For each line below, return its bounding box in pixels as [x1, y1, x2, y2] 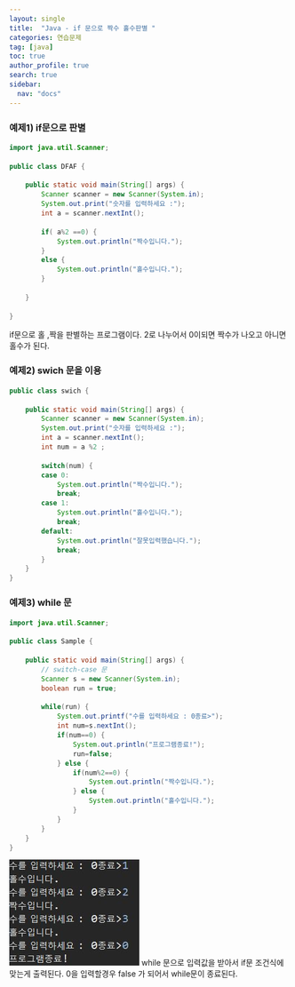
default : [41, 527, 74, 536]
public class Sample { [9, 637, 93, 646]
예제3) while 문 [9, 596, 73, 609]
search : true [9, 71, 58, 80]
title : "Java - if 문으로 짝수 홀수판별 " [9, 23, 156, 33]
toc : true [9, 52, 46, 61]
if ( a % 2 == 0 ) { [41, 227, 98, 236]
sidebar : [9, 80, 42, 89]
